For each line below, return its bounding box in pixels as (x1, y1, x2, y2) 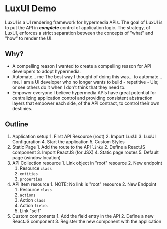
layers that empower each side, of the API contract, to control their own (12, 100, 160, 106)
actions (19, 193, 36, 198)
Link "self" (19, 208, 41, 214)
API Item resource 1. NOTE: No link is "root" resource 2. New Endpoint (12, 181, 157, 187)
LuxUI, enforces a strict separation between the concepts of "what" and (5, 30, 153, 36)
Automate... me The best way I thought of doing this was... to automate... (12, 73, 162, 80)
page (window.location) (12, 154, 61, 160)
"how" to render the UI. (5, 35, 53, 41)
